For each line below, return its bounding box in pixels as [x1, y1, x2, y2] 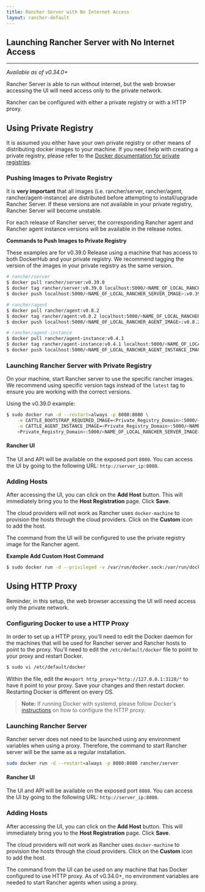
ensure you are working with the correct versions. [6, 388, 132, 395]
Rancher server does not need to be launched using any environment [6, 736, 181, 743]
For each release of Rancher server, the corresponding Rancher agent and [6, 219, 193, 226]
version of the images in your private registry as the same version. [6, 262, 173, 269]
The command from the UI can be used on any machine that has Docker [6, 866, 188, 873]
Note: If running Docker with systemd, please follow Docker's [21, 700, 177, 708]
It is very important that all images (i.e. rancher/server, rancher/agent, [6, 187, 183, 195]
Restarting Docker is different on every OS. [6, 688, 114, 696]
